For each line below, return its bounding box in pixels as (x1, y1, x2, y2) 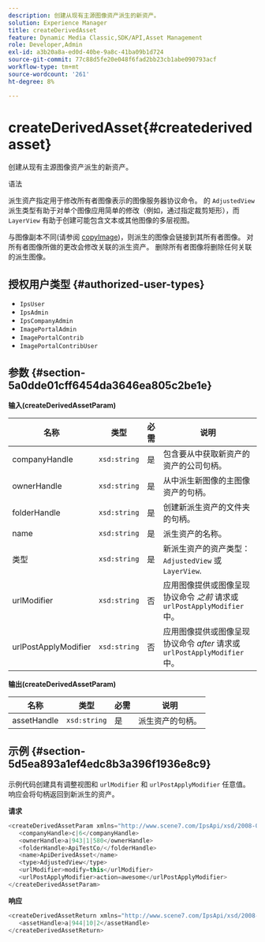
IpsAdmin (19, 309, 49, 317)
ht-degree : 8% (8, 77, 55, 85)
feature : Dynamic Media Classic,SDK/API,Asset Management (8, 33, 203, 42)
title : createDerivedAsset (8, 26, 97, 34)
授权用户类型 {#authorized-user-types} (8, 277, 205, 291)
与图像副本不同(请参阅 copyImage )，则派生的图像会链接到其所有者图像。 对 (8, 232, 254, 242)
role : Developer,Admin (8, 41, 83, 49)
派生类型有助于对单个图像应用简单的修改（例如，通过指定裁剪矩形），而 (8, 206, 240, 216)
